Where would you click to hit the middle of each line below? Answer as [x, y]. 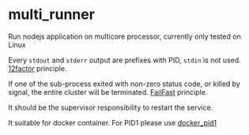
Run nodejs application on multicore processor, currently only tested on [124, 36]
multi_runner [51, 15]
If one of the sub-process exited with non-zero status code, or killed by [124, 84]
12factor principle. [38, 68]
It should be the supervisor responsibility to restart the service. [111, 107]
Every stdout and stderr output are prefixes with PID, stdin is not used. [124, 60]
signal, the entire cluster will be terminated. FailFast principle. [108, 92]
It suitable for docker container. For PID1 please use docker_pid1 [113, 122]
